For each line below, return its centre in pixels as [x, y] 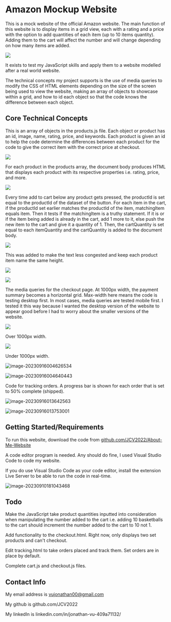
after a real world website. [33, 70]
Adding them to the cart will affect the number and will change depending [83, 40]
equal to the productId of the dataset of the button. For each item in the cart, [86, 202]
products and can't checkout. [36, 540]
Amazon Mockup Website [61, 9]
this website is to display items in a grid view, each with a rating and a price [85, 29]
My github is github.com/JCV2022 [41, 605]
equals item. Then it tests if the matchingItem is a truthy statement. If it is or [85, 213]
